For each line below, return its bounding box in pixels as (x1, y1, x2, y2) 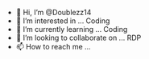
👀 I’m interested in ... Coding (15, 16, 110, 26)
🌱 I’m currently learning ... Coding (15, 25, 128, 33)
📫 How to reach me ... (15, 42, 91, 51)
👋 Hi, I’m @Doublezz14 (15, 8, 92, 17)
